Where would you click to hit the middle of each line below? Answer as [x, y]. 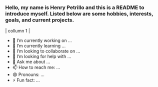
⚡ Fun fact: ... [26, 80]
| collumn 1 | [17, 31]
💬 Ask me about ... [31, 62]
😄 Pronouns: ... [28, 74]
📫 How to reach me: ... [36, 67]
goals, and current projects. [39, 20]
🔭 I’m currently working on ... [42, 40]
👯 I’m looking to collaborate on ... [46, 51]
